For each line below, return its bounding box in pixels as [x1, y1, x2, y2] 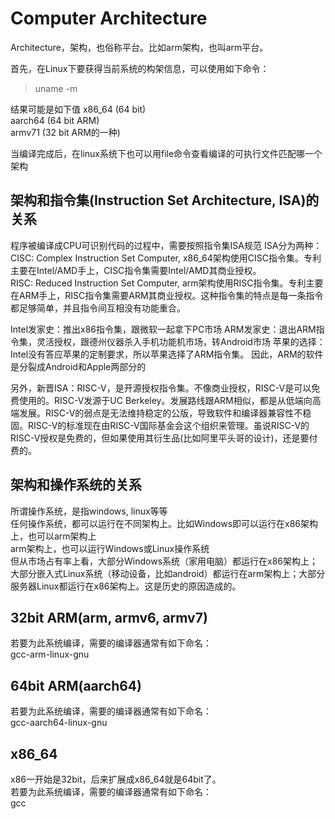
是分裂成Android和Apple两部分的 [10, 360, 147, 372]
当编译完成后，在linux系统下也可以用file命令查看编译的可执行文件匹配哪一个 [10, 147, 323, 159]
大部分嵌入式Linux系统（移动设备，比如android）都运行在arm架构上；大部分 [10, 567, 326, 579]
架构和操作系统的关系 [10, 477, 142, 494]
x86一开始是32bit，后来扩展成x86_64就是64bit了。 [10, 773, 222, 785]
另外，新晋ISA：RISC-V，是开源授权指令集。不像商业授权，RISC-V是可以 [10, 382, 312, 394]
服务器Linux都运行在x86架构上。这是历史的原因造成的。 [10, 580, 242, 592]
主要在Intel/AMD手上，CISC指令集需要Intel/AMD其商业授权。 [10, 264, 262, 276]
